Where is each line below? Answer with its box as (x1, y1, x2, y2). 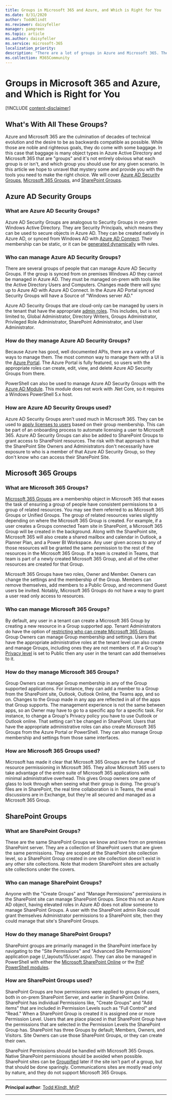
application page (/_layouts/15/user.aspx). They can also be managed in (5, 953, 157, 959)
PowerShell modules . (5, 964, 50, 970)
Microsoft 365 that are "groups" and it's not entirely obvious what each (5, 155, 156, 162)
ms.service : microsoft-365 (5, 41, 63, 46)
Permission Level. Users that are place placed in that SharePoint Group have (5, 1016, 166, 1022)
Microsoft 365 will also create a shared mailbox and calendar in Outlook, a (5, 534, 162, 540)
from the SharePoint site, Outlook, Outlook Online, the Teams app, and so (5, 691, 160, 697)
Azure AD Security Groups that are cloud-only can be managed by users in (5, 303, 164, 309)
